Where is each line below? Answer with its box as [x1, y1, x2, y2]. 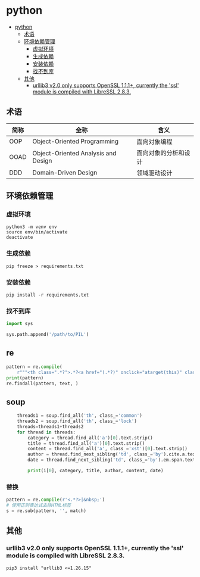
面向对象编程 [136, 138, 173, 146]
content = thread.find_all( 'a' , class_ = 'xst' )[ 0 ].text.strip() [27, 446, 187, 452]
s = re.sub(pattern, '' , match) [6, 508, 86, 514]
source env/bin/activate [6, 229, 68, 235]
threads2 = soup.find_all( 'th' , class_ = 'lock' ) [17, 418, 137, 425]
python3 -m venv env [6, 224, 58, 230]
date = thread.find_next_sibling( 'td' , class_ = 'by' [27, 457, 159, 463]
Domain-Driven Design [32, 168, 98, 176]
